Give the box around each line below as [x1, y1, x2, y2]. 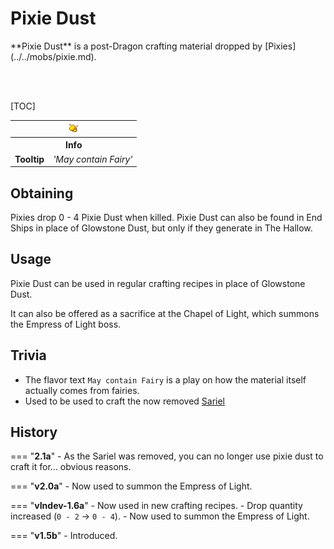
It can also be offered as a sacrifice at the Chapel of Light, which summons [10, 307, 320, 319]
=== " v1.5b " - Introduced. [10, 530, 118, 542]
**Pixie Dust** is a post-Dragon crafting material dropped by [10, 40, 263, 52]
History [10, 424, 58, 441]
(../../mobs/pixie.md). [10, 50, 97, 62]
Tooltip [14, 153, 45, 165]
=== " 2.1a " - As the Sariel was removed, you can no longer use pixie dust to [10, 450, 324, 462]
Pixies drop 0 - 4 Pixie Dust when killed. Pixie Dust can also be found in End [10, 212, 323, 223]
